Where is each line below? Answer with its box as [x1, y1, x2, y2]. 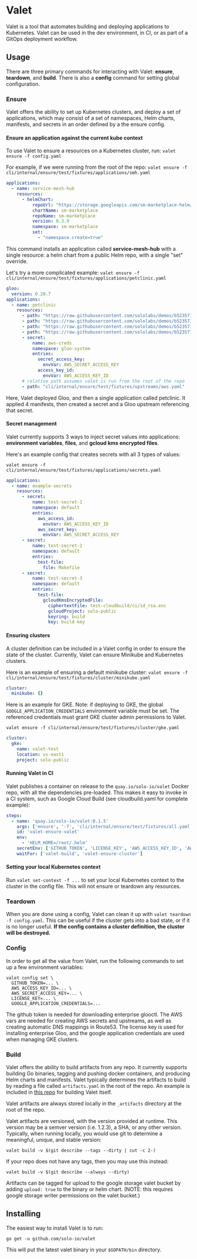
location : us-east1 [16, 751, 64, 757]
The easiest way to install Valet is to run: [6, 1224, 104, 1231]
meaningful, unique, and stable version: [6, 1136, 101, 1143]
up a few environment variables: [6, 964, 84, 971]
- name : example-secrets [11, 483, 72, 489]
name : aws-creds [32, 340, 72, 346]
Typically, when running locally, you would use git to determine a [6, 1129, 163, 1137]
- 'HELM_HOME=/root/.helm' [21, 840, 88, 846]
